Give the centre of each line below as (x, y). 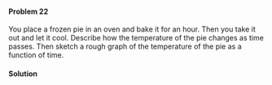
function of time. (36, 55)
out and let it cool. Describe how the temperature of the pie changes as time (136, 38)
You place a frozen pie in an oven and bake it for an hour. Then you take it (132, 29)
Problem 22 (29, 11)
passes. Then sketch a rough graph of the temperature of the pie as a (125, 47)
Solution (23, 74)
